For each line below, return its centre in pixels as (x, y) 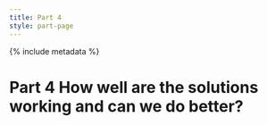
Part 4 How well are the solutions (134, 87)
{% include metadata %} (54, 51)
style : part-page (42, 26)
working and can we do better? (126, 106)
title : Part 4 (36, 17)
